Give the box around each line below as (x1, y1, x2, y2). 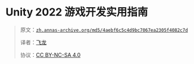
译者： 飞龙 (20, 39, 47, 46)
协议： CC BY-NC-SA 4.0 (20, 51, 81, 58)
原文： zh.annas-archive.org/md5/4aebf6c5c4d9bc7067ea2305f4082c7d (20, 26, 188, 33)
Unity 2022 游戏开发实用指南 (5, 5, 148, 19)
